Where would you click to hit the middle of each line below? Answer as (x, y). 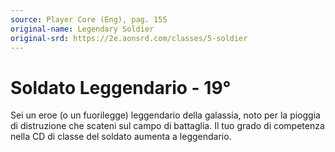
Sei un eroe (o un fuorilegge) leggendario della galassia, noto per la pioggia (165, 115)
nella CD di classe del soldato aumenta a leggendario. (121, 137)
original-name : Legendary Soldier (82, 29)
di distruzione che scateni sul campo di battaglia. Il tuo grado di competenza (167, 126)
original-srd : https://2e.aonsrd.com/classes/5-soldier (129, 38)
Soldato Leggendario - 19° (121, 87)
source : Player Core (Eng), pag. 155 (89, 19)
